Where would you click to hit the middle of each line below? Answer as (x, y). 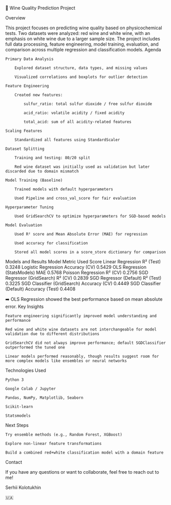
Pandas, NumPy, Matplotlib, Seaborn (44, 398)
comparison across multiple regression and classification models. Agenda (83, 50)
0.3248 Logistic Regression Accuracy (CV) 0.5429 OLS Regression (76, 267)
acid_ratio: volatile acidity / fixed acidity (74, 113)
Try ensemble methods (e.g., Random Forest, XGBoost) (64, 435)
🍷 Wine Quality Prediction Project (40, 8)
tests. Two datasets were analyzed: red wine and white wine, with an (78, 33)
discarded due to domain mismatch (42, 171)
